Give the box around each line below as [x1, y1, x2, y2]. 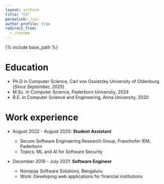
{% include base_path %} [5, 44, 58, 50]
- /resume [10, 30, 30, 35]
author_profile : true [5, 21, 51, 26]
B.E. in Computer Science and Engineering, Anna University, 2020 [12, 94, 149, 100]
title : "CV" [5, 12, 30, 17]
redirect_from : [5, 26, 37, 31]
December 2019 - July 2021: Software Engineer [12, 158, 112, 164]
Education [5, 62, 49, 73]
